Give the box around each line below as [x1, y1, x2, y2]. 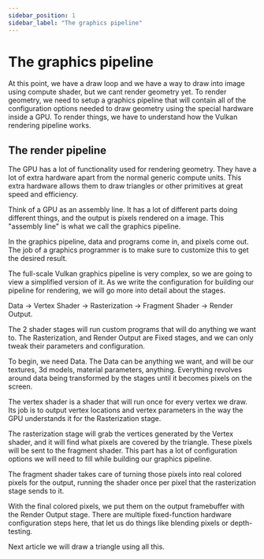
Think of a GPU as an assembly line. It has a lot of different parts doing [8, 205, 238, 214]
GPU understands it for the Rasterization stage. [8, 414, 162, 423]
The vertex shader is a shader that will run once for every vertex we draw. [8, 397, 248, 407]
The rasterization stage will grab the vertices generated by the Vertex [8, 429, 234, 438]
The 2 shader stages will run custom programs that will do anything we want [8, 325, 256, 334]
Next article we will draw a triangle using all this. [8, 542, 165, 552]
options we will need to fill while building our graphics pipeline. [8, 454, 213, 464]
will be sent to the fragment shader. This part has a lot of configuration [8, 446, 238, 456]
